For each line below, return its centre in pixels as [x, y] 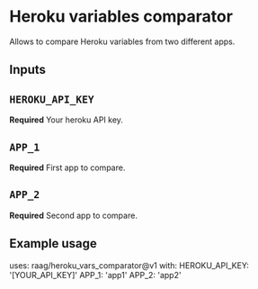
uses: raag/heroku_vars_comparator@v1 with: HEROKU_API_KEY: [129, 265]
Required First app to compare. [67, 167]
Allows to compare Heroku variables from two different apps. [122, 41]
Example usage [53, 244]
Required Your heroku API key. [67, 120]
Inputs [28, 70]
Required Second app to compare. [73, 215]
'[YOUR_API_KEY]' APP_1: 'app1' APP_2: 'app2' [95, 275]
